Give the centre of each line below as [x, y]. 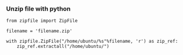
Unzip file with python [38, 9]
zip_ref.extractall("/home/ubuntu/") [63, 47]
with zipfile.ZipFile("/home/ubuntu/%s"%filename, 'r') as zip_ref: [92, 42]
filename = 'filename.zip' [39, 31]
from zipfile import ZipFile [42, 21]
